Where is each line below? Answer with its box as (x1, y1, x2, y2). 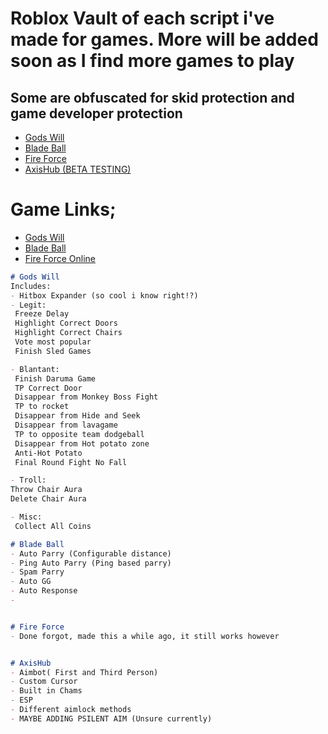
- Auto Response (10, 586, 78, 596)
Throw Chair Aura (10, 485, 83, 495)
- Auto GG (10, 577, 52, 587)
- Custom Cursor (10, 677, 78, 687)
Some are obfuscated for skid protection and (10, 89, 295, 106)
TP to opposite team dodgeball (14, 429, 145, 439)
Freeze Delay (14, 309, 70, 319)
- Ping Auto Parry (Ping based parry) (10, 558, 172, 568)
